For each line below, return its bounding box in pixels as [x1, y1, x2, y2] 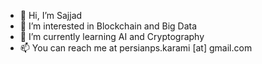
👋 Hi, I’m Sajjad [19, 10, 83, 21]
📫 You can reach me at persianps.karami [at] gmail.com [19, 42, 253, 54]
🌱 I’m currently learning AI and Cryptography [19, 31, 205, 42]
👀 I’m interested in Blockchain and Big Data [19, 20, 198, 32]
